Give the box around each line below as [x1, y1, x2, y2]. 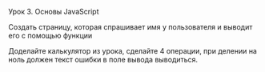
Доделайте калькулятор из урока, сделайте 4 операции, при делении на [8, 46, 258, 55]
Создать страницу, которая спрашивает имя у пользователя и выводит [8, 22, 253, 31]
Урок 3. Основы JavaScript [8, 7, 99, 16]
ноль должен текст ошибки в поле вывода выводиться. [8, 55, 199, 64]
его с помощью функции [8, 31, 93, 40]
